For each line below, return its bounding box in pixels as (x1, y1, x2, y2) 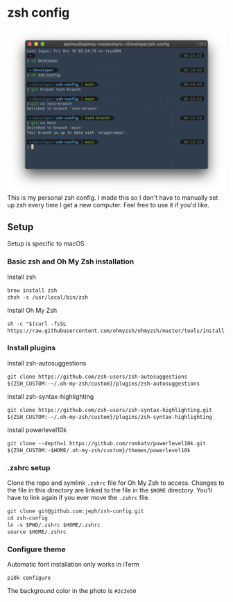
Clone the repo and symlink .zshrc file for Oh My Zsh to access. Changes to (7, 479, 225, 487)
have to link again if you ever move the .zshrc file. (7, 494, 150, 502)
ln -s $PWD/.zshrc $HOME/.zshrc (7, 522, 101, 528)
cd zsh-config (7, 515, 49, 522)
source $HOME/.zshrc (7, 528, 67, 535)
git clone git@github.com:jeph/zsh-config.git (7, 508, 144, 515)
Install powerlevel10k (7, 425, 67, 434)
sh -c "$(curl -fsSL (7, 320, 67, 327)
